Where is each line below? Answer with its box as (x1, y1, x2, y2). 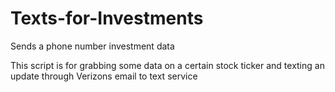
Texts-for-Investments (10, 7, 204, 30)
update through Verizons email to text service (10, 70, 198, 82)
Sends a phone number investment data (10, 40, 175, 52)
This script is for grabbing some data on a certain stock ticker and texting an (10, 59, 325, 71)
